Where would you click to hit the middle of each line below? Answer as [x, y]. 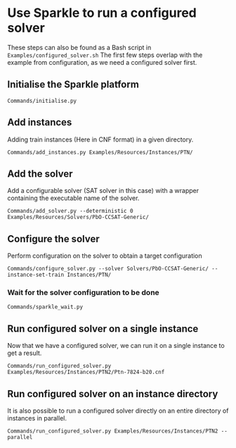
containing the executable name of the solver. [73, 198]
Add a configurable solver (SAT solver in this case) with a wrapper [103, 191]
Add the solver [40, 174]
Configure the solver [53, 238]
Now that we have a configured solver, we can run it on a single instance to [116, 346]
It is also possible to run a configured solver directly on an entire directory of [118, 411]
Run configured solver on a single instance [103, 329]
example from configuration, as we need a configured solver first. [102, 62]
